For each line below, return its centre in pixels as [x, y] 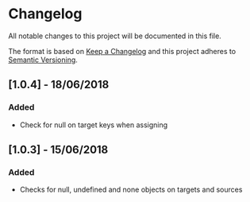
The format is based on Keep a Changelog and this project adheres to [122, 51]
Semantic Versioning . [43, 60]
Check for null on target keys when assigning [94, 125]
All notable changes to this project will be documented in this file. [115, 36]
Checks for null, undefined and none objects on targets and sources [131, 190]
